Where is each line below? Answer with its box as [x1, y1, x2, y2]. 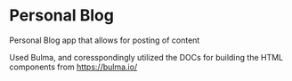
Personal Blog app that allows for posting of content [9, 35, 200, 45]
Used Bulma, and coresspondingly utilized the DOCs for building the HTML [9, 52, 284, 62]
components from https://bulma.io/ [9, 61, 138, 72]
